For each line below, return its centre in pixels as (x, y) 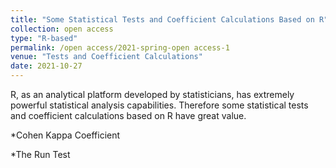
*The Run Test (40, 154)
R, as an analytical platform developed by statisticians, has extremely (152, 94)
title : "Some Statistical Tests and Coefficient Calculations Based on (162, 19)
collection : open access (62, 29)
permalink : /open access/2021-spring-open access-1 (120, 47)
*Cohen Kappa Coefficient (65, 135)
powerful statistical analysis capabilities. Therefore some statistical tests (159, 105)
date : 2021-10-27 (46, 66)
